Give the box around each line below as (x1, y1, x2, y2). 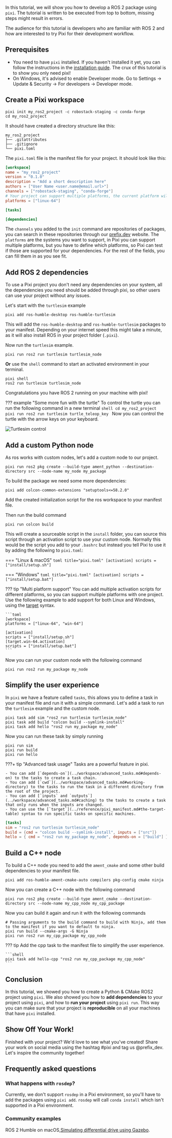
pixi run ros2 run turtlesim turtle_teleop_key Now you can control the (5, 411, 164, 417)
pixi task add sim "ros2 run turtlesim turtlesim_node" (5, 715, 127, 720)
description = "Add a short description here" (5, 179, 106, 184)
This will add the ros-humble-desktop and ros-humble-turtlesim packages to (5, 321, 166, 327)
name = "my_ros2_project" (5, 170, 60, 175)
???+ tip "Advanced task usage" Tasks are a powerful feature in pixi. (5, 761, 149, 767)
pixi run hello (5, 752, 38, 757)
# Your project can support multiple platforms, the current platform (5, 193, 159, 199)
